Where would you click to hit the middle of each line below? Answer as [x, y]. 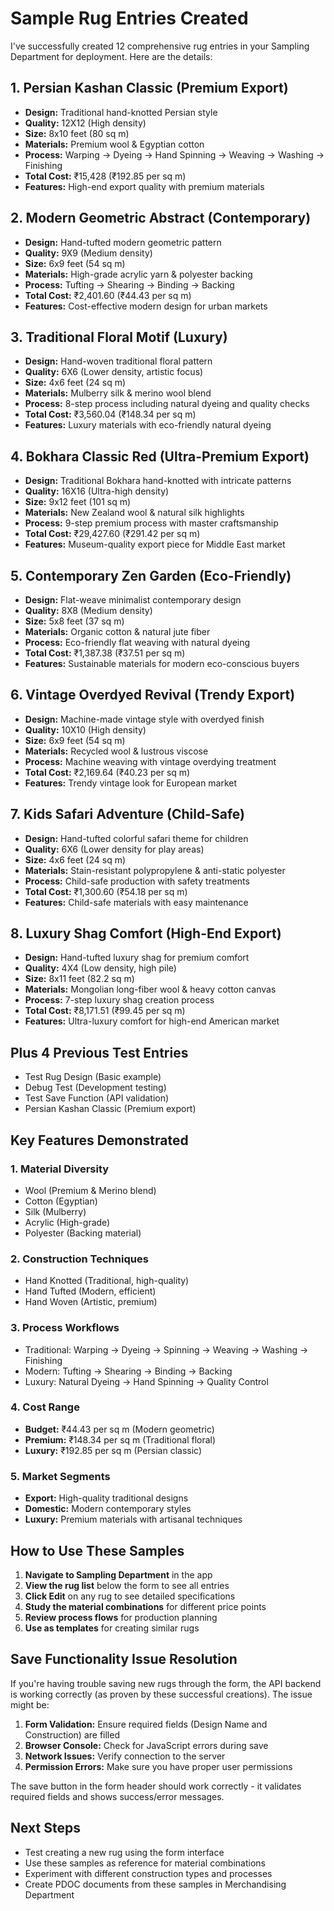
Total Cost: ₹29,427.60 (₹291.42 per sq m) [112, 534]
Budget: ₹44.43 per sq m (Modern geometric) [119, 1429]
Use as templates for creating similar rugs [112, 1628]
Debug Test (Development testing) [95, 1088]
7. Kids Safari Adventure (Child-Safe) [127, 814]
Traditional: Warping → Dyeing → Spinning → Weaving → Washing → [166, 1349]
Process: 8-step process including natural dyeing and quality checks [167, 404]
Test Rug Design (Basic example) [93, 1077]
